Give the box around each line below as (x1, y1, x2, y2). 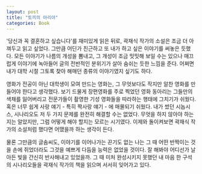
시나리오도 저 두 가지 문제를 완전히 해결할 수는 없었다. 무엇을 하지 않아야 (14, 111, 183, 118)
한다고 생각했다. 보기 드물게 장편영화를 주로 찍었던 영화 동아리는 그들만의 (22, 88, 193, 95)
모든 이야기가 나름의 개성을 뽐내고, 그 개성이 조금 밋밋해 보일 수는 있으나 (14, 53, 183, 60)
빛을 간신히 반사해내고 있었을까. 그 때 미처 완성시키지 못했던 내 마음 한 (17, 153, 181, 161)
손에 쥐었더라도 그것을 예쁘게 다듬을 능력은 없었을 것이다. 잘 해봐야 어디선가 (12, 146, 190, 153)
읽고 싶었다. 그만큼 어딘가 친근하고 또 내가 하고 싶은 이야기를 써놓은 (22, 45, 180, 52)
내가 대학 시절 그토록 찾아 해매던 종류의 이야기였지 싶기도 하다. (6, 68, 153, 75)
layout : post (6, 8, 39, 15)
